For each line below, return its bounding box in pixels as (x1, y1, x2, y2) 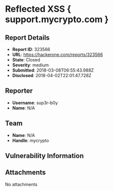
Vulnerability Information (5, 152, 84, 160)
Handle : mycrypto (12, 137, 49, 143)
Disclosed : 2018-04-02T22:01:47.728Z (12, 73, 92, 78)
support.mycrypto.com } (5, 14, 109, 25)
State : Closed (12, 57, 40, 62)
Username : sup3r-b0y (12, 100, 58, 106)
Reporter (5, 87, 33, 95)
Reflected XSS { (5, 3, 71, 15)
